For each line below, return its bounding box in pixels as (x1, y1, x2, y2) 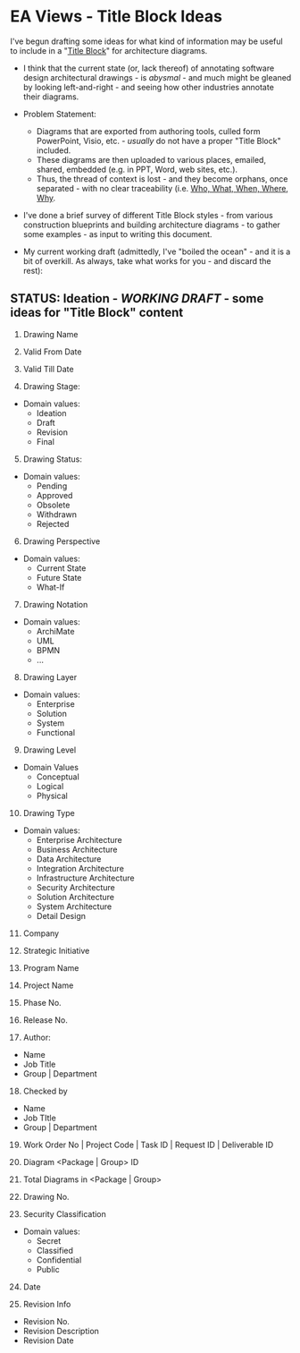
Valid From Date (22, 346, 82, 357)
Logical (36, 780, 64, 791)
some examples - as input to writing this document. (22, 228, 212, 239)
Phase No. (22, 997, 62, 1008)
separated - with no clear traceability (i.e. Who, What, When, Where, (36, 183, 289, 193)
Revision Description (22, 1325, 99, 1336)
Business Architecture (36, 844, 118, 855)
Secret (36, 1235, 62, 1246)
